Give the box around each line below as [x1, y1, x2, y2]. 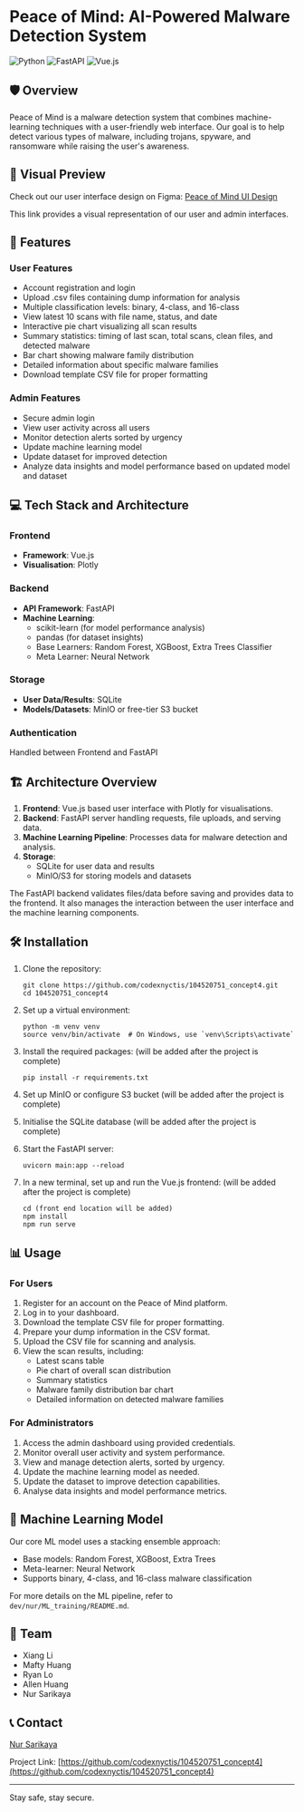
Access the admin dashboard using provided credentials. [22, 1437, 236, 1448]
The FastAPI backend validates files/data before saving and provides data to [9, 887, 294, 898]
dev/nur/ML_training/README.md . [9, 1600, 129, 1611]
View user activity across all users [22, 422, 151, 432]
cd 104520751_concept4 [22, 988, 109, 998]
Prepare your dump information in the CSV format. [22, 1326, 211, 1338]
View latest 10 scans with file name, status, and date [22, 311, 218, 323]
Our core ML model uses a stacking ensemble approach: [9, 1536, 221, 1546]
